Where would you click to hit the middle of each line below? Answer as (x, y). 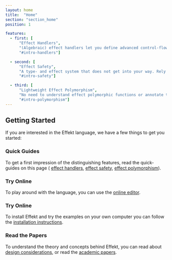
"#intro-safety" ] (37, 76)
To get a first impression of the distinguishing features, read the (72, 162)
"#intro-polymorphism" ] (44, 100)
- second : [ (23, 62)
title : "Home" (21, 15)
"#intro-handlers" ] (39, 52)
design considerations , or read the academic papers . (61, 252)
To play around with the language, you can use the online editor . (73, 192)
